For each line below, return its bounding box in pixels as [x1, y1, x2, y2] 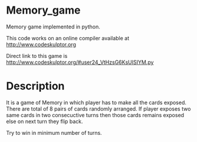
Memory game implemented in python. [6, 23, 100, 30]
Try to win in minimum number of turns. [6, 129, 102, 136]
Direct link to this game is [6, 52, 68, 59]
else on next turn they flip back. [6, 118, 84, 125]
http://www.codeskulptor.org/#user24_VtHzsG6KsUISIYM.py [6, 59, 154, 66]
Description [6, 79, 65, 93]
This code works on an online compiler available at [6, 34, 130, 41]
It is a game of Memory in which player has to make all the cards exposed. [6, 99, 187, 106]
